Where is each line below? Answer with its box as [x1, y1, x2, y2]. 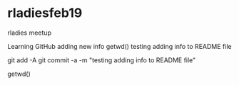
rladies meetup [7, 28, 52, 37]
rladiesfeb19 [7, 5, 83, 21]
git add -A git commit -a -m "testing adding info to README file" [7, 55, 196, 64]
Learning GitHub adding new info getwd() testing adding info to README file [7, 42, 232, 50]
